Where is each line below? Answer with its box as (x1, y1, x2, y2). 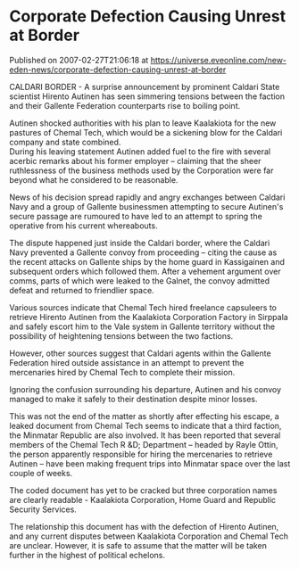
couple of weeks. (9, 467, 73, 478)
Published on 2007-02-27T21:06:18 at (9, 54, 149, 65)
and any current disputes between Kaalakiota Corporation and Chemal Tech (9, 531, 288, 541)
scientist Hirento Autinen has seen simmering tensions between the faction (9, 91, 286, 102)
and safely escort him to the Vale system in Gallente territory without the (9, 321, 276, 332)
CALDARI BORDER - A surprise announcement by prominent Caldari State (9, 81, 280, 92)
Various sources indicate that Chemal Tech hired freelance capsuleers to (9, 301, 277, 313)
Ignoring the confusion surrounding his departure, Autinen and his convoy (9, 383, 282, 394)
